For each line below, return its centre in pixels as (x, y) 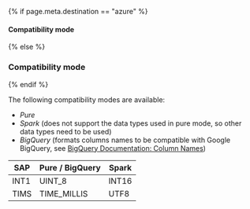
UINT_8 (53, 181)
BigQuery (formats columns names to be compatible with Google (125, 140)
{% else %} (27, 47)
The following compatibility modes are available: (87, 99)
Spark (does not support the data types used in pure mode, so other (131, 123)
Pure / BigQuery (70, 167)
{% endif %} (28, 84)
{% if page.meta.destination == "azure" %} (78, 11)
